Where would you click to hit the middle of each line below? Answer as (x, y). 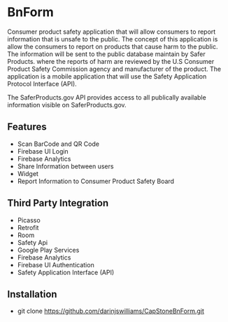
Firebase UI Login (43, 151)
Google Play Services (48, 250)
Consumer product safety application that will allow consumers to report (112, 32)
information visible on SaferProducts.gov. (67, 105)
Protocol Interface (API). (42, 83)
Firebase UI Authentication (56, 264)
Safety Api (32, 242)
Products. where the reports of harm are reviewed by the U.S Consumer (111, 61)
